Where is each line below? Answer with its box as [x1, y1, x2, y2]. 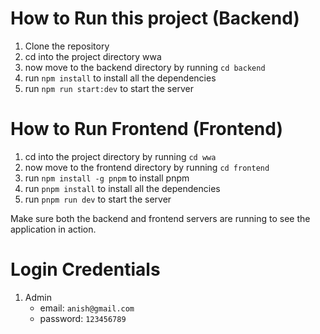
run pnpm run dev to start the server [24, 193, 172, 205]
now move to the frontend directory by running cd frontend [24, 161, 270, 173]
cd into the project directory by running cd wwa [24, 150, 217, 162]
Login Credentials [10, 258, 161, 281]
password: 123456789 [39, 312, 127, 324]
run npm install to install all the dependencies [24, 72, 217, 84]
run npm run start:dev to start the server [24, 82, 194, 94]
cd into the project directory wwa [24, 50, 162, 62]
